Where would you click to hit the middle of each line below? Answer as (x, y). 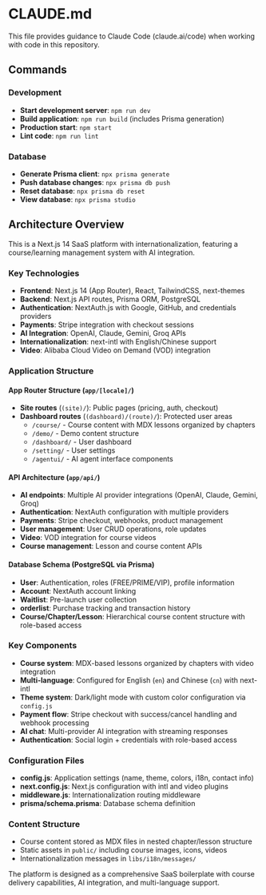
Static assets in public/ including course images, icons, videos (123, 850)
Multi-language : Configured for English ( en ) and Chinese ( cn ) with (129, 680)
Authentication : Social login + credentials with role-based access (128, 740)
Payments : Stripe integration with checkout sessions (107, 325)
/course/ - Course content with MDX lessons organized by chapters (143, 425)
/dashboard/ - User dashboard (81, 442)
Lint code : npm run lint (59, 135)
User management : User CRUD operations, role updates (113, 529)
